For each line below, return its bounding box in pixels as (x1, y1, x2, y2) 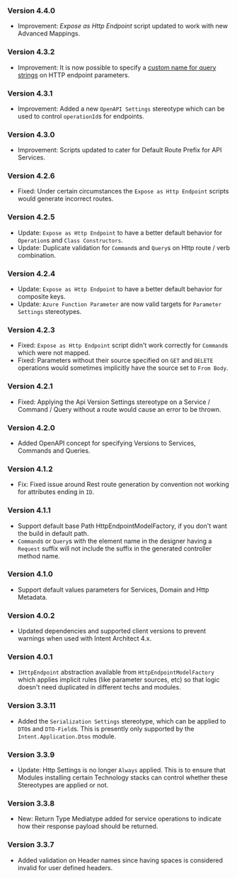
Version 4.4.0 (7, 6, 55, 16)
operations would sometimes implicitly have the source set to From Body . (17, 364, 229, 372)
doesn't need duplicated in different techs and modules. (17, 683, 182, 692)
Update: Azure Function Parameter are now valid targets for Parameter (17, 300, 222, 308)
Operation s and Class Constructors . (17, 236, 124, 244)
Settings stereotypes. (17, 308, 82, 316)
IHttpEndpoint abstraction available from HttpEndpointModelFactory (17, 668, 214, 677)
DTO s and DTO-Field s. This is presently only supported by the (17, 724, 195, 733)
